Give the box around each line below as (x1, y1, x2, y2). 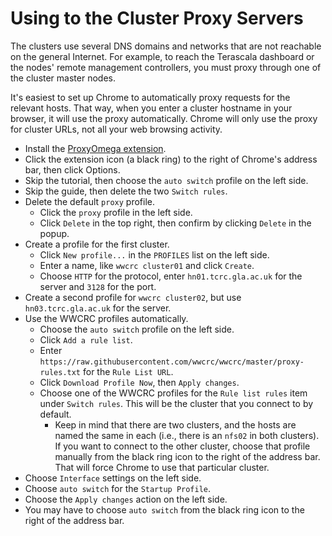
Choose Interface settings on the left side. (24, 472, 202, 484)
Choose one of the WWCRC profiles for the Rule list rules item (39, 387, 308, 399)
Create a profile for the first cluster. (24, 238, 170, 250)
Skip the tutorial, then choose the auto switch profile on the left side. (24, 174, 309, 186)
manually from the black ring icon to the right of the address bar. (54, 450, 321, 462)
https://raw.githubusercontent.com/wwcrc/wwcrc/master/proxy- (39, 357, 305, 367)
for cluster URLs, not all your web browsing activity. (10, 123, 223, 135)
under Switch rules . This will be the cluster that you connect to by (39, 397, 314, 409)
